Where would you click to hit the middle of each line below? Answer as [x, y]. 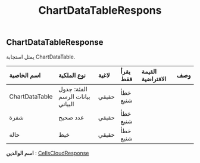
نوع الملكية [72, 75]
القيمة [149, 71]
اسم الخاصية [25, 75]
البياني [66, 104]
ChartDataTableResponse [55, 42]
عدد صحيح [71, 117]
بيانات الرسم [74, 96]
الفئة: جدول [73, 89]
